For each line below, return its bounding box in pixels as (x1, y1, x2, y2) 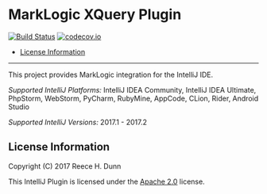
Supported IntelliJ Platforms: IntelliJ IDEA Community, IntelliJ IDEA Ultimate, (8, 85, 257, 94)
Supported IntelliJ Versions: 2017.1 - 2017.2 (8, 117, 147, 127)
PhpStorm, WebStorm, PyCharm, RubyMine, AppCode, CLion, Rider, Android (8, 93, 259, 103)
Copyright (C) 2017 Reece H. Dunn (8, 161, 122, 171)
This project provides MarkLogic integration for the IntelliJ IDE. (8, 70, 214, 79)
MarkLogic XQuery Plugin (8, 6, 182, 24)
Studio (8, 101, 30, 112)
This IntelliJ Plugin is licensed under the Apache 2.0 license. (8, 177, 205, 186)
